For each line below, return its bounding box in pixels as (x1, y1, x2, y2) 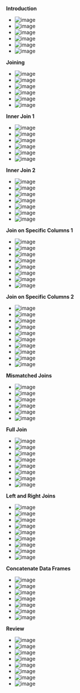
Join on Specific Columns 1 (6, 227, 73, 234)
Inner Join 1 (6, 113, 35, 120)
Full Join (6, 426, 27, 433)
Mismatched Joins (6, 372, 53, 379)
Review (6, 625, 25, 632)
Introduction (6, 5, 37, 12)
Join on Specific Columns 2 (6, 293, 74, 300)
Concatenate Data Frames (6, 565, 71, 572)
